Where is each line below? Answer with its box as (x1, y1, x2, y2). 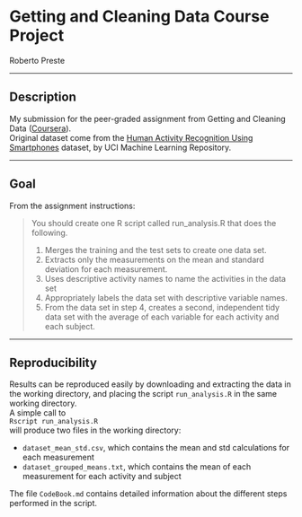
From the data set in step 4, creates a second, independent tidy (44, 302, 280, 312)
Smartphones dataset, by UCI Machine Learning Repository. (9, 142, 232, 153)
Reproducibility (9, 355, 97, 370)
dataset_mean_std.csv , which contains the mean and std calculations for (22, 443, 290, 453)
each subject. (44, 320, 96, 331)
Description (9, 90, 76, 105)
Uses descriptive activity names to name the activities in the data (44, 273, 286, 284)
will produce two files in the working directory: (9, 425, 182, 436)
